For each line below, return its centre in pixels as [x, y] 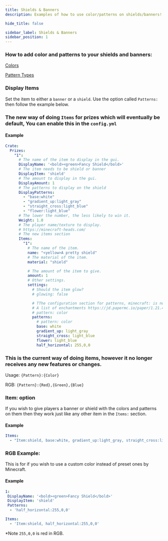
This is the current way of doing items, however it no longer [79, 358]
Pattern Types [19, 75]
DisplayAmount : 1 [36, 183]
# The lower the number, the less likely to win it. [74, 215]
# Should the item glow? [58, 290]
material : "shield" [48, 262]
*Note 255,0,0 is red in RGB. [34, 533]
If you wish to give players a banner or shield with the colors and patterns [81, 409]
